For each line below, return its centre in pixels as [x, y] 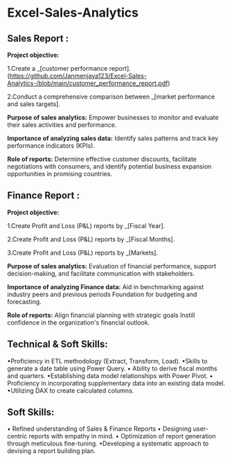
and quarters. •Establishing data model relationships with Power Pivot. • [110, 375]
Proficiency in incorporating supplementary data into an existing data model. [116, 383]
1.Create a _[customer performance [57, 68]
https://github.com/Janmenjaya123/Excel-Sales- [78, 76]
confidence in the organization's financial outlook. [79, 322]
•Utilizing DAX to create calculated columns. [71, 391]
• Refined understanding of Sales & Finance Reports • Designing [99, 429]
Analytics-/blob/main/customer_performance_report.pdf [88, 83]
